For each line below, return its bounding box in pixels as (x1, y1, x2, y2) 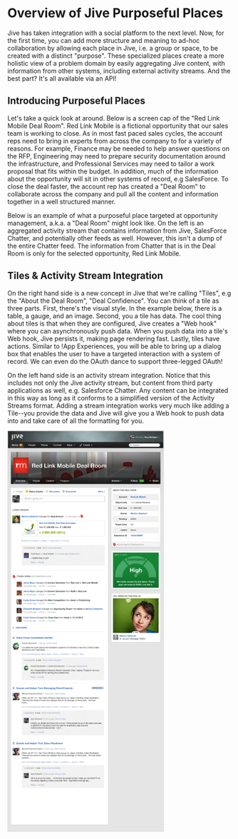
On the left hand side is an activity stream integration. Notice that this (7, 371, 211, 379)
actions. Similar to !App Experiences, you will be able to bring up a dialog (7, 341, 222, 351)
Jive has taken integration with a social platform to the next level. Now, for (7, 29, 224, 37)
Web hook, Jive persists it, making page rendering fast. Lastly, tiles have (7, 334, 220, 343)
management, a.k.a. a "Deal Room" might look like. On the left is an (7, 218, 205, 227)
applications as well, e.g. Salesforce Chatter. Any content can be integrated (7, 386, 229, 394)
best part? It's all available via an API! (7, 74, 117, 83)
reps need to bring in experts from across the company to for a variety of (7, 136, 222, 145)
